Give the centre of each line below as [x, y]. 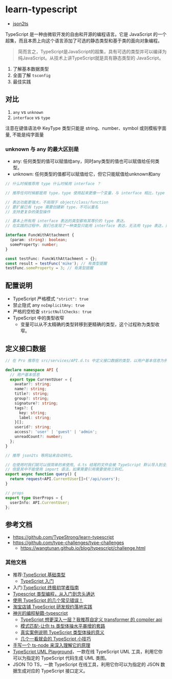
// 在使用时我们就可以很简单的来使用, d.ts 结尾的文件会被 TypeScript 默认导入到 [84, 465]
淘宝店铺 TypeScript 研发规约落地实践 [52, 607]
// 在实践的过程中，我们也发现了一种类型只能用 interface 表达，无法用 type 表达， [85, 226]
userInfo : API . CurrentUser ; [40, 503]
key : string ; [33, 413]
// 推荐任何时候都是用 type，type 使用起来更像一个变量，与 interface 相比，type [85, 193]
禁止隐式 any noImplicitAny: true [49, 305]
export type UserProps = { [34, 498]
